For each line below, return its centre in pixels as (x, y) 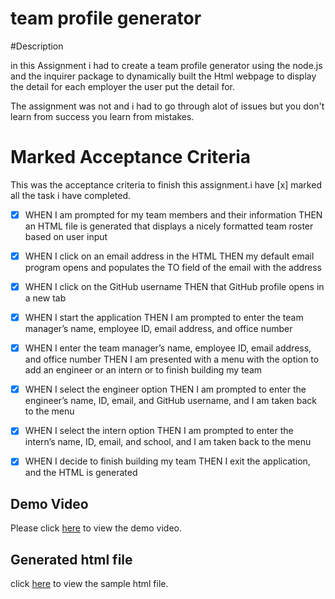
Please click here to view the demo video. (96, 528)
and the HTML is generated (81, 473)
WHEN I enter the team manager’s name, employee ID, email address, (168, 348)
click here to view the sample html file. (89, 583)
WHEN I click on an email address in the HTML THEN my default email (169, 256)
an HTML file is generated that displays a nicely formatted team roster (169, 226)
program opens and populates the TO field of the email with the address (173, 267)
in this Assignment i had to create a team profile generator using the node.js (166, 65)
